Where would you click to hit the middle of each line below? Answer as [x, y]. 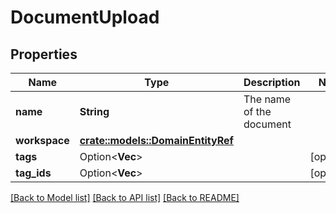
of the [257, 111]
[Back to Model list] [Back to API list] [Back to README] [125, 197]
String [94, 111]
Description [272, 82]
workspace [42, 140]
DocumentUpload [85, 17]
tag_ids [33, 173]
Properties [44, 54]
